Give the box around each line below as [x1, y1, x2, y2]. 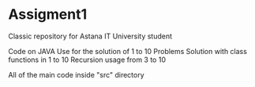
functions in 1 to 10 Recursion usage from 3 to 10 [8, 55, 166, 64]
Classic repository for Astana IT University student [8, 31, 172, 41]
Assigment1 [8, 5, 88, 24]
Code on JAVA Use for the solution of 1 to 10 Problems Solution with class [8, 46, 247, 56]
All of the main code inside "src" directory [8, 70, 144, 79]
